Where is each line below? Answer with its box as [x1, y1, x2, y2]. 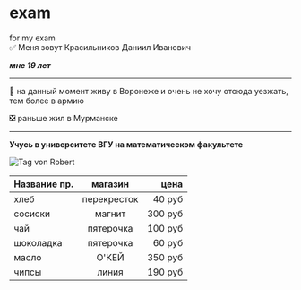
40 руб [152, 192, 184, 205]
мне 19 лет [9, 59, 51, 70]
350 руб [147, 250, 184, 263]
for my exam [9, 32, 56, 43]
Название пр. [13, 178, 73, 190]
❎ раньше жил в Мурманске [9, 112, 119, 123]
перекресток [82, 192, 139, 205]
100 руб [147, 222, 184, 234]
